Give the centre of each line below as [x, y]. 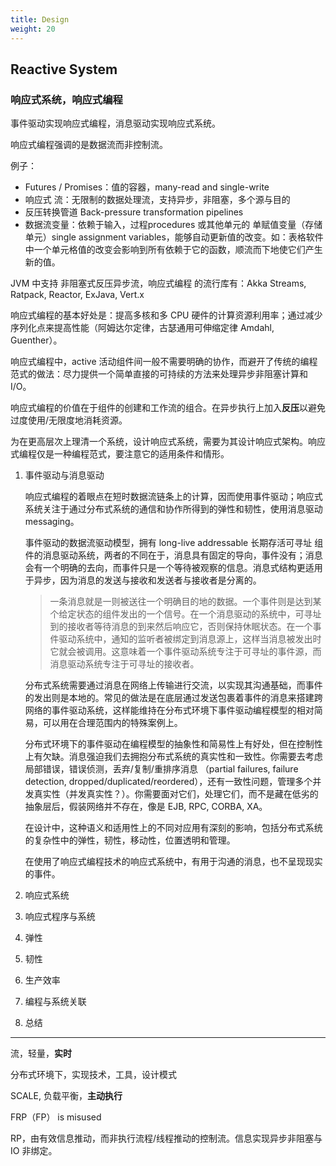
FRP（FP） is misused [56, 1117]
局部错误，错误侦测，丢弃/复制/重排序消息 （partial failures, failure [161, 769]
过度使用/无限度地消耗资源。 [69, 420]
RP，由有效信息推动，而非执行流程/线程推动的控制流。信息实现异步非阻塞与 [166, 1138]
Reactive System [64, 69]
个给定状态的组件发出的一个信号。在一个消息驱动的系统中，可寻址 [185, 614]
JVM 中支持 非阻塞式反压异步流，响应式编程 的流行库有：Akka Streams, [158, 283]
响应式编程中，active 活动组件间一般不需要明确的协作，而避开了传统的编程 [164, 362]
